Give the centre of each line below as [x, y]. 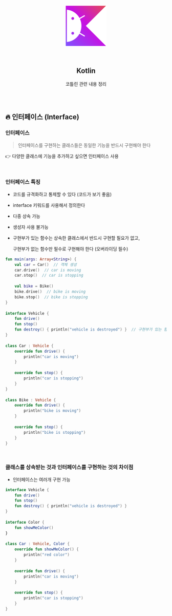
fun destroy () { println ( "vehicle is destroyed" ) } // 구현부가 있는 [88, 330]
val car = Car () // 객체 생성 [46, 264]
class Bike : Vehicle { [31, 400]
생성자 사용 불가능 [30, 227]
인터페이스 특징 [23, 182]
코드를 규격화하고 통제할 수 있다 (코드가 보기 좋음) [62, 194]
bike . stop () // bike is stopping [51, 297]
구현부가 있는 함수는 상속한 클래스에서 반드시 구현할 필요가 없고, [76, 238]
